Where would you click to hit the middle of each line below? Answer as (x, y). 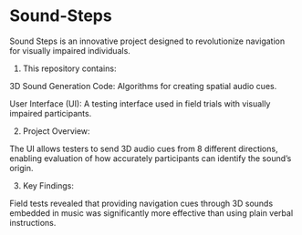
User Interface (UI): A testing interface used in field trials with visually (140, 103)
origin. (21, 168)
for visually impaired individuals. (70, 50)
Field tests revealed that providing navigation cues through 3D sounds (141, 203)
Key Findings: (48, 185)
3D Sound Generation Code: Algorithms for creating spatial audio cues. (143, 86)
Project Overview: (56, 131)
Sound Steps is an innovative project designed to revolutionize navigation (147, 41)
